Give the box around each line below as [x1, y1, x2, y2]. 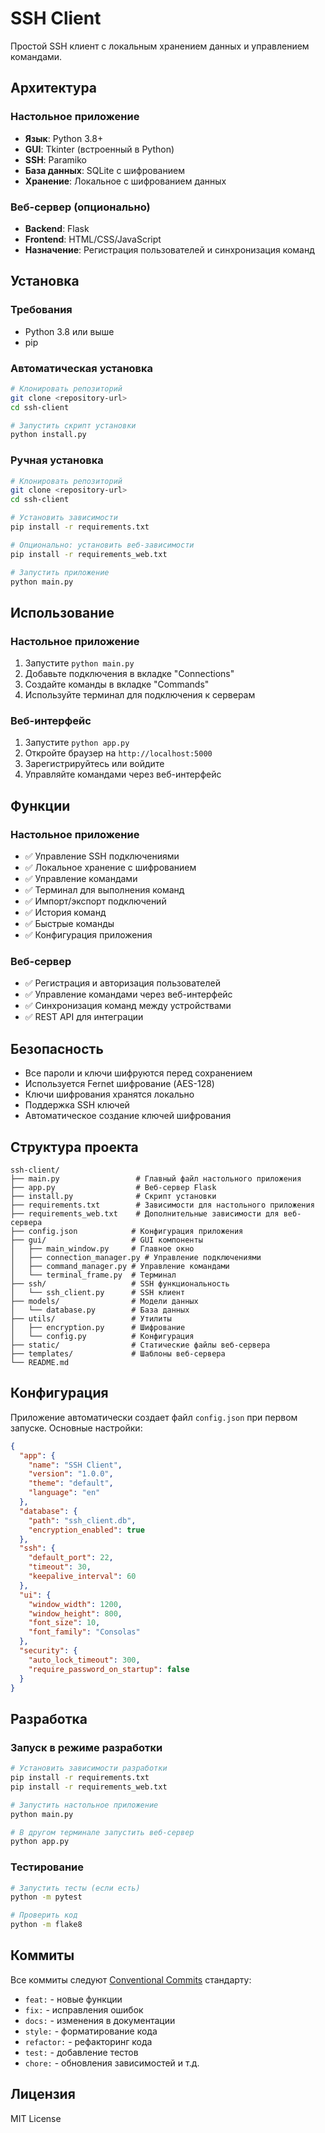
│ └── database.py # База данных [10, 1305, 190, 1316]
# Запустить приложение [10, 567, 110, 577]
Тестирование [10, 1860, 85, 1874]
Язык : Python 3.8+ [24, 132, 104, 144]
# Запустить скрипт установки [10, 420, 137, 431]
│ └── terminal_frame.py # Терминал [10, 1270, 177, 1281]
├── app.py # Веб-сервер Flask [10, 1183, 217, 1193]
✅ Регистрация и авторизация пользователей [24, 977, 222, 989]
